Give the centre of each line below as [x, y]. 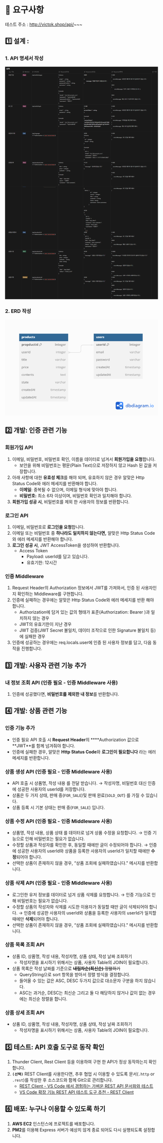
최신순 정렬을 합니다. [48, 999]
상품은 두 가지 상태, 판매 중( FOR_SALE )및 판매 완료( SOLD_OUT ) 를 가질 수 [78, 795]
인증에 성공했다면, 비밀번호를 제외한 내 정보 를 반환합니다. [65, 694]
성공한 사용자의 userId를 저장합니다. [51, 789]
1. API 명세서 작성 [24, 58]
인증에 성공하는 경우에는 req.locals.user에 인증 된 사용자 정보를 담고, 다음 [82, 643]
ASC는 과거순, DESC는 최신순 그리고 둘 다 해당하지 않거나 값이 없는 [83, 993]
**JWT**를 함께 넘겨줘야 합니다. [43, 746]
